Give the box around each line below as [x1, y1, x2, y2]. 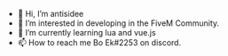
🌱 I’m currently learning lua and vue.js [17, 28, 157, 37]
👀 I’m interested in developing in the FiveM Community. [17, 18, 220, 28]
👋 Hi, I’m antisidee [17, 9, 84, 19]
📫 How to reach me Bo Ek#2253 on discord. [17, 37, 182, 48]
